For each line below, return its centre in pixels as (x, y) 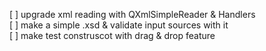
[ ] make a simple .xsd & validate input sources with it (119, 25)
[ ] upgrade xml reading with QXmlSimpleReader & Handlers (132, 14)
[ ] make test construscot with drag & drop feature (112, 35)
